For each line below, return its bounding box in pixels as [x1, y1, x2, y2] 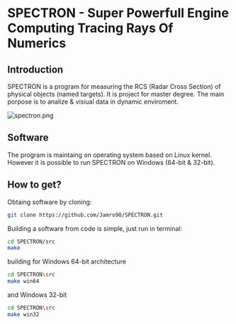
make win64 [7, 278, 40, 285]
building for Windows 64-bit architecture [7, 257, 126, 266]
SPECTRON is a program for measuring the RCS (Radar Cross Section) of [7, 82, 221, 90]
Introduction [7, 63, 64, 75]
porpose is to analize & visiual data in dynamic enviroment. [7, 97, 179, 106]
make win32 [7, 310, 40, 318]
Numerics [7, 36, 67, 51]
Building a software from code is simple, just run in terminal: [7, 224, 183, 232]
